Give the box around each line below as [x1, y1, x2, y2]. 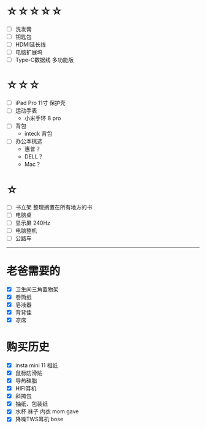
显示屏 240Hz [15, 219, 51, 227]
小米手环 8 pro [24, 115, 61, 122]
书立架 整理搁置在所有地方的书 [15, 204, 93, 211]
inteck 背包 [24, 130, 53, 138]
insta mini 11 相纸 [15, 361, 58, 369]
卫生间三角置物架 [15, 286, 59, 293]
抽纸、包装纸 [15, 400, 48, 408]
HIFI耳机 [15, 385, 37, 392]
